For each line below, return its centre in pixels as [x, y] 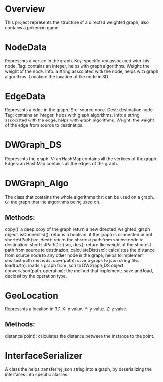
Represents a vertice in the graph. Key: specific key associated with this [77, 61]
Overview [25, 9]
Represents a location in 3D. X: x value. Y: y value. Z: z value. [66, 309]
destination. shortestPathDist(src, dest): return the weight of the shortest [78, 244]
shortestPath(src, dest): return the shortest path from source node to [74, 240]
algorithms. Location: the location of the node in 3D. [57, 76]
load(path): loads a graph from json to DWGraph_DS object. [65, 265]
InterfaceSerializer [44, 356]
